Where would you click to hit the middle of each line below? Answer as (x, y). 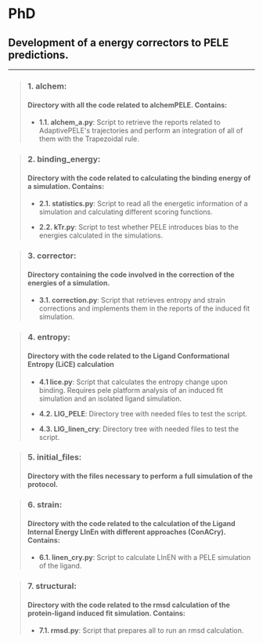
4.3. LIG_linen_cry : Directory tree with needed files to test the (139, 429)
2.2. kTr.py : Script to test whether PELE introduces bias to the (139, 227)
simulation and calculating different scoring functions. (126, 212)
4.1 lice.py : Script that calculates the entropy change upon (133, 382)
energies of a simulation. (68, 282)
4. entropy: (49, 337)
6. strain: (45, 504)
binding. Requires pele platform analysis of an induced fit (131, 390)
